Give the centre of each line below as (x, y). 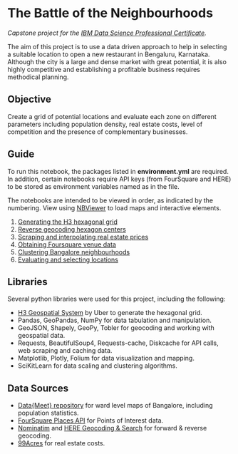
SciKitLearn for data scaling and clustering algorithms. (98, 366)
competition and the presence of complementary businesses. (98, 131)
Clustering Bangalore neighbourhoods (74, 252)
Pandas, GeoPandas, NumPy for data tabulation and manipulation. (115, 320)
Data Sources (38, 388)
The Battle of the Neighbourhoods (110, 13)
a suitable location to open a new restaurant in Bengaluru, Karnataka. (109, 54)
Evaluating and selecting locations (68, 259)
